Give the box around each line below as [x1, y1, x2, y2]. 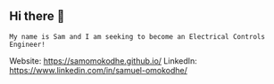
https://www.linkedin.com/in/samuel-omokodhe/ [9, 65, 187, 75]
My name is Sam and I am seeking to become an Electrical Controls [9, 32, 266, 41]
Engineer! [9, 40, 46, 49]
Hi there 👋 [9, 9, 65, 24]
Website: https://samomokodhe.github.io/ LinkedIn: [9, 55, 198, 66]
